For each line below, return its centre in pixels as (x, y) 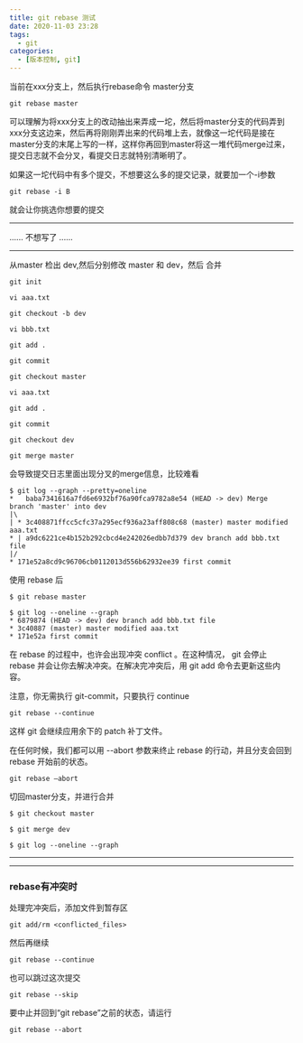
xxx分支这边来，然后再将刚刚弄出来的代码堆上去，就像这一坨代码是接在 (142, 133)
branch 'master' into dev (58, 507)
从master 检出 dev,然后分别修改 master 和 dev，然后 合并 (116, 265)
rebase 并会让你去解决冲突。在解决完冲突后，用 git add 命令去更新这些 (141, 666)
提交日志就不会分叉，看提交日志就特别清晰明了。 (100, 155)
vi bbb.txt (30, 330)
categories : (32, 51)
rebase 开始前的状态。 (51, 761)
